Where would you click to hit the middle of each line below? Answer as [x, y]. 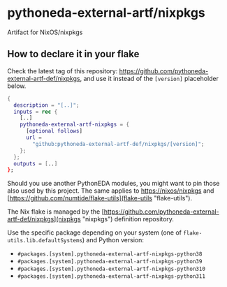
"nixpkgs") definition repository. [128, 219]
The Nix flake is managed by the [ [56, 212]
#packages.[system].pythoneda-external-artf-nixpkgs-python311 [111, 277]
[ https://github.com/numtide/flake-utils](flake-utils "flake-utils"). [100, 198]
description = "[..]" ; [46, 105]
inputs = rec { [36, 112]
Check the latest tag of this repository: [63, 71]
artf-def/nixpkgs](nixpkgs [44, 219]
